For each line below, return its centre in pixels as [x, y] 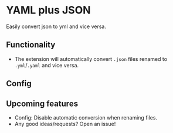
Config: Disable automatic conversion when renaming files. [86, 117]
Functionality [31, 45]
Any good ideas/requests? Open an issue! [65, 124]
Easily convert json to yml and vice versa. [56, 26]
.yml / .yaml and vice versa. [47, 65]
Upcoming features [42, 103]
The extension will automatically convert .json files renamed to [91, 59]
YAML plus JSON [48, 10]
